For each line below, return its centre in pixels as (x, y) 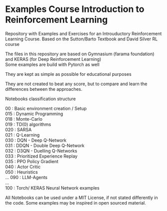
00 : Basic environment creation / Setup (46, 108)
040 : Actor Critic (23, 167)
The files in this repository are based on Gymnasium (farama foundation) (80, 54)
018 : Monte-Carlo (24, 119)
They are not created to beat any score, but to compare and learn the (76, 84)
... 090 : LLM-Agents (26, 177)
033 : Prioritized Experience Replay (41, 156)
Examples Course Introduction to (75, 9)
